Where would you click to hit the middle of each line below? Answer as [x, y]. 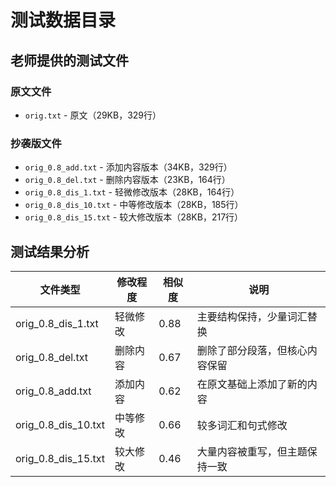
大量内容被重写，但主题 [252, 451]
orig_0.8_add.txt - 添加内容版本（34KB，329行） [128, 167]
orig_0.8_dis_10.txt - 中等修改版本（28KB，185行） [134, 205]
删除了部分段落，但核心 [252, 350]
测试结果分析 [50, 251]
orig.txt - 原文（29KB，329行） [93, 115]
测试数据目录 [63, 20]
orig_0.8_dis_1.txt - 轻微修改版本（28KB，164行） [132, 192]
